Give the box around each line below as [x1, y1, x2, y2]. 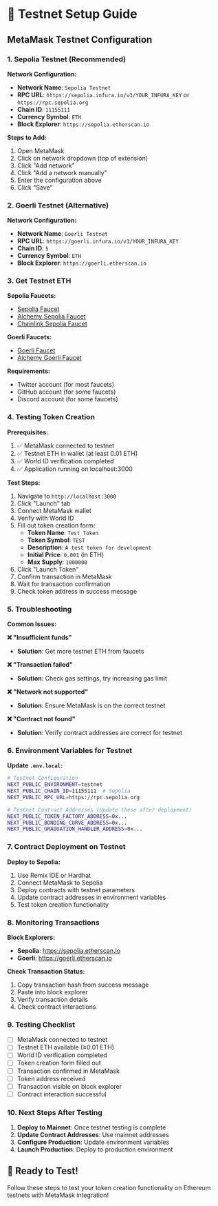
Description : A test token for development [27, 543, 152, 551]
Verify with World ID [17, 514, 74, 522]
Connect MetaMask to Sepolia [17, 878, 103, 887]
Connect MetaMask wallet [17, 506, 91, 514]
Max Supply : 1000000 [27, 558, 88, 566]
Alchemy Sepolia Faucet [17, 312, 86, 321]
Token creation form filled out [17, 1058, 101, 1067]
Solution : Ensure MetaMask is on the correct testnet [17, 701, 166, 710]
